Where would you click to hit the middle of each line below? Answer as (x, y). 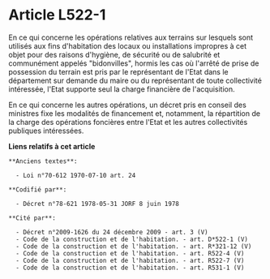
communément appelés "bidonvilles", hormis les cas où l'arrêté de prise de (134, 63)
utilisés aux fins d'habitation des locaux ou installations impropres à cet (128, 45)
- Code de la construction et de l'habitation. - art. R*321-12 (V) (134, 246)
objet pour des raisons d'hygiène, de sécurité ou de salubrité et (114, 54)
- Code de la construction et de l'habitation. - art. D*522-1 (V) (132, 239)
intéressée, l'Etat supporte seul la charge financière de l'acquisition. (122, 89)
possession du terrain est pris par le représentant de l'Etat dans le (118, 71)
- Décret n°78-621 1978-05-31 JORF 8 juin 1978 (98, 204)
